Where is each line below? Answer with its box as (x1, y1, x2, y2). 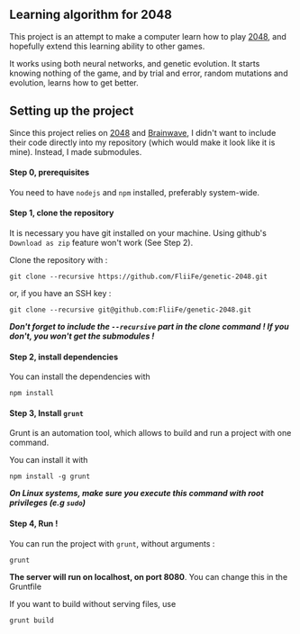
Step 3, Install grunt (9, 407, 84, 418)
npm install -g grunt (9, 472, 91, 481)
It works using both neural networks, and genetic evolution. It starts (9, 58, 260, 68)
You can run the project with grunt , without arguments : (9, 538, 215, 548)
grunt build (9, 616, 54, 625)
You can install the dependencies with (9, 371, 150, 382)
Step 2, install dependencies (9, 351, 119, 362)
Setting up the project (9, 104, 134, 119)
